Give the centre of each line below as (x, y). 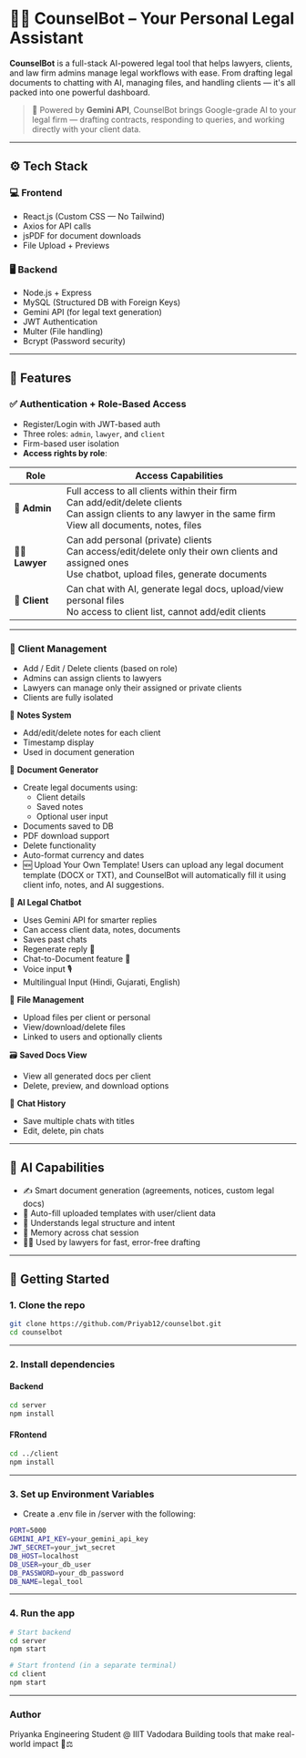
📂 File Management (47, 999)
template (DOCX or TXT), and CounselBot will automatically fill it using (154, 874)
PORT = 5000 (28, 1531)
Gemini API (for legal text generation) (92, 312)
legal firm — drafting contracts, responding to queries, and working (158, 119)
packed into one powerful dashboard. (80, 92)
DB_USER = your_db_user (51, 1564)
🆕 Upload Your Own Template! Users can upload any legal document (153, 864)
